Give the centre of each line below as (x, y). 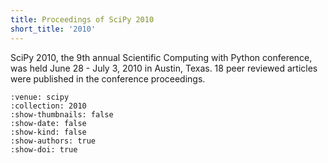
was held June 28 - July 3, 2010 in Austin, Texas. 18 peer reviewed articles (164, 68)
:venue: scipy (40, 97)
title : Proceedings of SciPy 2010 (82, 19)
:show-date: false (48, 123)
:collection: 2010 (48, 106)
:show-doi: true (44, 149)
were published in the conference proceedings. (108, 78)
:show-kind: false (48, 132)
